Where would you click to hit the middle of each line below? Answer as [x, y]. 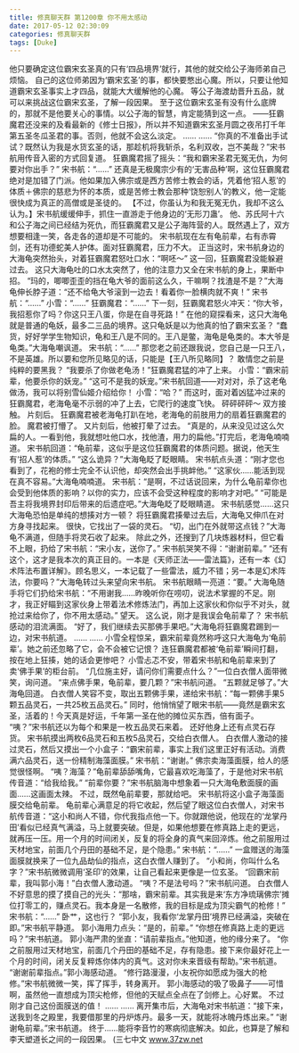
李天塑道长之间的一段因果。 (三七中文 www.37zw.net [106, 1040]
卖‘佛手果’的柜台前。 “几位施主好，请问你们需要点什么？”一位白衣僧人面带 [145, 671]
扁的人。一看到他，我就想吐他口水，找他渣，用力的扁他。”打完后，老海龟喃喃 [149, 437]
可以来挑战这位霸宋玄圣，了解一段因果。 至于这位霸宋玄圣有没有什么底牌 [143, 103]
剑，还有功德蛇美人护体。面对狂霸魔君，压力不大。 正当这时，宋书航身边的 [147, 247]
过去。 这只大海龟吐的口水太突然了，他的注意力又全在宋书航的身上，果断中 [147, 269]
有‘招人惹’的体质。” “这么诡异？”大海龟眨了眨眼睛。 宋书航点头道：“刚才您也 [147, 460]
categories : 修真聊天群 [50, 34]
